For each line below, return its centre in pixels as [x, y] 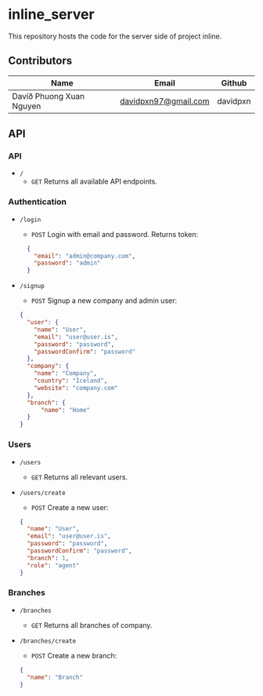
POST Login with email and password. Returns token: [115, 234]
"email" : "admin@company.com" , [85, 256]
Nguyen [27, 106]
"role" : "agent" [53, 565]
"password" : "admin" [67, 263]
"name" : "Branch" [55, 677]
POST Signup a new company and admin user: [104, 301]
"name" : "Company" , [66, 374]
